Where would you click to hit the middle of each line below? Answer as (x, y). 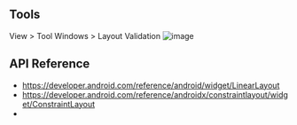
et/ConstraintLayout (59, 104)
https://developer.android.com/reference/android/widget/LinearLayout (151, 85)
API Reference (50, 64)
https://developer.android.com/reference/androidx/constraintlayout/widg (155, 94)
